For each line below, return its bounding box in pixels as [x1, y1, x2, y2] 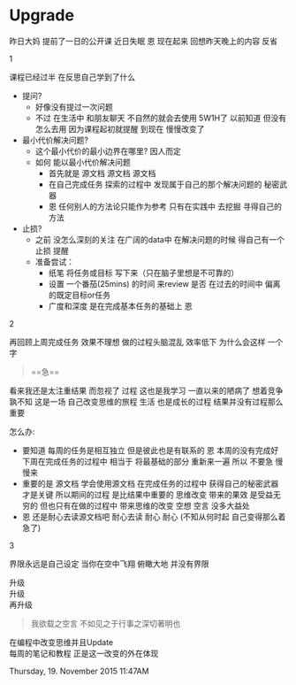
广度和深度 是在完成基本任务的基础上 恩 [48, 300, 193, 311]
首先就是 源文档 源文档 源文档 [48, 167, 156, 178]
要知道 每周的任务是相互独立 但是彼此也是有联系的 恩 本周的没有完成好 [21, 444, 279, 456]
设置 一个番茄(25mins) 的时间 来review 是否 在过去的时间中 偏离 [48, 278, 281, 289]
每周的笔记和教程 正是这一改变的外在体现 [9, 648, 159, 658]
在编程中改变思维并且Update [9, 636, 114, 647]
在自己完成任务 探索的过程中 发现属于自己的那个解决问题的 [48, 179, 262, 189]
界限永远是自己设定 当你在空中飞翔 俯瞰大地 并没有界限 [9, 558, 209, 569]
